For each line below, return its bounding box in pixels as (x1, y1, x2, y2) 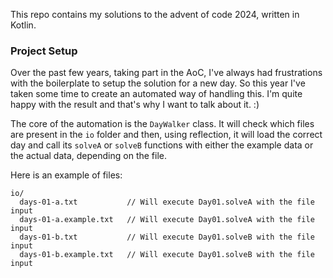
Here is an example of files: (10, 169, 123, 181)
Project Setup (10, 44, 78, 58)
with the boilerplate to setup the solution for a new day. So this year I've (10, 77, 306, 89)
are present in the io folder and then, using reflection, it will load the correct (10, 129, 323, 141)
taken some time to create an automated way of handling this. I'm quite (10, 88, 303, 100)
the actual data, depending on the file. (10, 150, 167, 162)
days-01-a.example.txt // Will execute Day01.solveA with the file (19, 215, 315, 225)
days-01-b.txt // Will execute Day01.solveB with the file (19, 232, 315, 243)
